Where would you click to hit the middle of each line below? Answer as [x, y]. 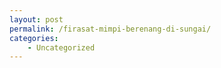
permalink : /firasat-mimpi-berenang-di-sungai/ [110, 29]
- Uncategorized [61, 47]
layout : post [36, 19]
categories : [34, 38]
